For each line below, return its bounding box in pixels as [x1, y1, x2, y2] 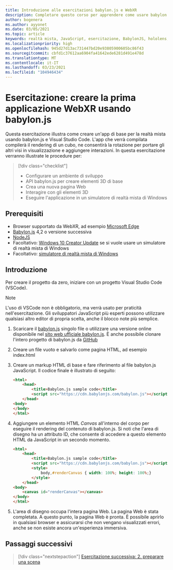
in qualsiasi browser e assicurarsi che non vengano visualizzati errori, [12, 520, 161, 526]
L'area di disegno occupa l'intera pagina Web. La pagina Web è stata [12, 508, 159, 515]
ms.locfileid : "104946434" [5, 70, 63, 75]
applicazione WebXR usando [5, 103, 131, 115]
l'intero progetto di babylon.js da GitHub [12, 336, 98, 342]
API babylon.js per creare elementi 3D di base [25, 178, 123, 184]
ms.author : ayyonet [5, 22, 47, 27]
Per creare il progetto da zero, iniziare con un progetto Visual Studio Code [5, 279, 162, 285]
